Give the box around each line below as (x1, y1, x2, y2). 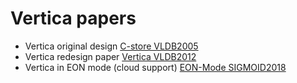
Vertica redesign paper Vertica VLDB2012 (24, 50, 197, 62)
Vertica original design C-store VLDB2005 (24, 40, 199, 52)
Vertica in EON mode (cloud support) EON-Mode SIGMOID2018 (24, 61, 287, 73)
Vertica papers (10, 7, 137, 30)
